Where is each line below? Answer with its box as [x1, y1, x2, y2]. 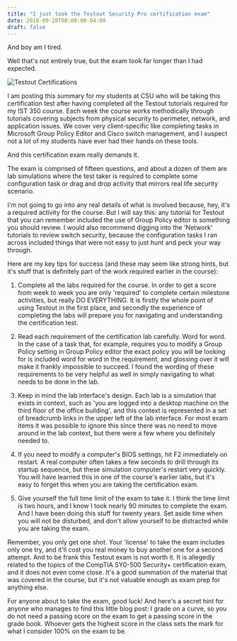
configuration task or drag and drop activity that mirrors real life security [7, 179, 218, 188]
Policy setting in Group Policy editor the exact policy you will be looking [17, 347, 226, 356]
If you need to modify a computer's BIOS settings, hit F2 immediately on [17, 450, 228, 459]
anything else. [7, 583, 49, 592]
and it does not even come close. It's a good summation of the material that [7, 568, 228, 576]
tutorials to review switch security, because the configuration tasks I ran [7, 231, 218, 240]
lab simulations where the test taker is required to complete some [7, 172, 198, 181]
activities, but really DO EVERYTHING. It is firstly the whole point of [17, 296, 214, 305]
